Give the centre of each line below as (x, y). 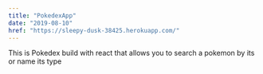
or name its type (35, 61)
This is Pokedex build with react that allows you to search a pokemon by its (131, 53)
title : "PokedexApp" (43, 16)
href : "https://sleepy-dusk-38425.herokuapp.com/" (94, 30)
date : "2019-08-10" (41, 23)
